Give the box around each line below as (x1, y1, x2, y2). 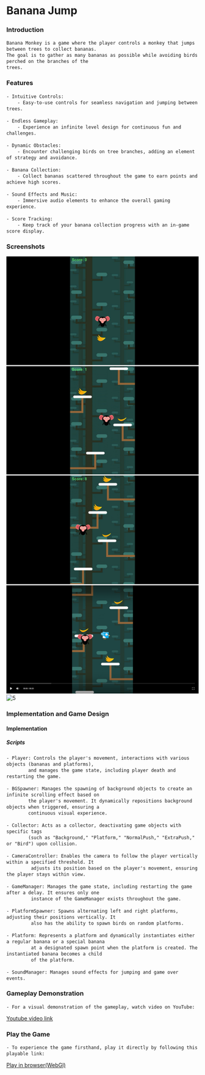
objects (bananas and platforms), (6, 761, 95, 767)
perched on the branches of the (6, 59, 88, 65)
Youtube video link (6, 1014, 53, 1022)
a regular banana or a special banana (6, 939, 105, 945)
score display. (6, 228, 45, 234)
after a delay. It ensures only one (6, 890, 99, 896)
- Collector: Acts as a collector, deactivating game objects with (6, 822, 182, 828)
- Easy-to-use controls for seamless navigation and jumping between (17, 99, 198, 106)
